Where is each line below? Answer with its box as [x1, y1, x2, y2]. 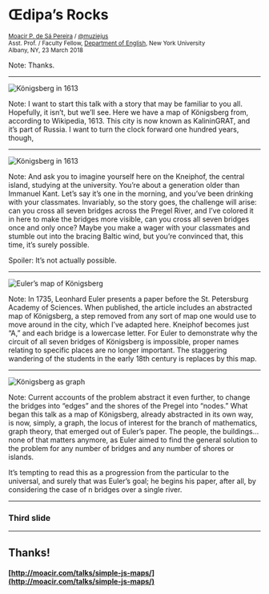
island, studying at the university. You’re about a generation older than [8, 180, 240, 189]
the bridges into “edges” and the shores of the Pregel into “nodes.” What [8, 401, 248, 410]
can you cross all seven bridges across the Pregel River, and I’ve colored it [8, 205, 254, 215]
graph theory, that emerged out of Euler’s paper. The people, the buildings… [8, 426, 259, 436]
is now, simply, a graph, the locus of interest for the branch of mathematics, [8, 417, 258, 427]
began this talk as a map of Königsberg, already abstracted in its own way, [8, 409, 254, 419]
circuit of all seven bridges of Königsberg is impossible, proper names [8, 336, 239, 346]
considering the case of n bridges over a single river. [8, 484, 183, 494]
